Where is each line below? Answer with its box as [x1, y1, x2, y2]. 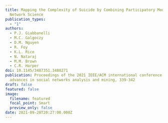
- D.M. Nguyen [9, 40, 39, 45]
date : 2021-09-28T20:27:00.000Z [5, 110, 72, 115]
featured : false [5, 86, 39, 92]
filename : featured [9, 96, 50, 101]
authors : [5, 26, 23, 31]
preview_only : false [9, 105, 52, 110]
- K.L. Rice [9, 49, 35, 54]
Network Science [9, 12, 43, 17]
